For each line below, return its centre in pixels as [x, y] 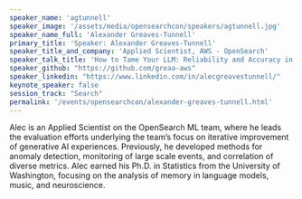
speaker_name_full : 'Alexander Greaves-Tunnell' [103, 34]
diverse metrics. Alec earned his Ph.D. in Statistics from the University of [145, 166]
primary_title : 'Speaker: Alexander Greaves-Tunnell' [113, 43]
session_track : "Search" [56, 93]
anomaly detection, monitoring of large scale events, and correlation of [142, 156]
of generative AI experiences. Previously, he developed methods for [136, 147]
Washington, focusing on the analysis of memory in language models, [139, 175]
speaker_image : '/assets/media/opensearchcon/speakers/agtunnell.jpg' [145, 26]
